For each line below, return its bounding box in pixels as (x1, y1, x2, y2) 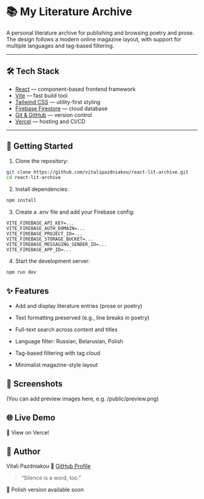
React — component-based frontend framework (15, 85, 136, 92)
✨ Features (6, 286, 49, 296)
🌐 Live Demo (6, 413, 56, 423)
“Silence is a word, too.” (21, 474, 81, 481)
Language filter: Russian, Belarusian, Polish (15, 337, 123, 344)
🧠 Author (6, 446, 41, 456)
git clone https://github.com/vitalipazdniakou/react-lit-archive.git (6, 169, 189, 175)
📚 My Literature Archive (6, 5, 132, 19)
